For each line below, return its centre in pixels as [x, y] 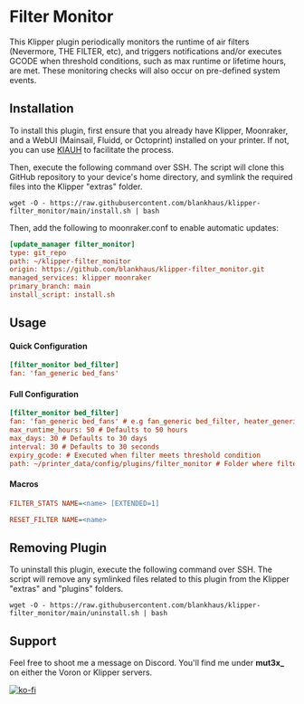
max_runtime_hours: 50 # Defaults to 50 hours [99, 430]
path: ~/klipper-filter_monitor [70, 261]
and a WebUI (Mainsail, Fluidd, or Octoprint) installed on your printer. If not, [149, 140]
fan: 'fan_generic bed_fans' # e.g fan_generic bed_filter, [125, 422]
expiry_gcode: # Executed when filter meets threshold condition [135, 455]
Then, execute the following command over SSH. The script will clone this [147, 167]
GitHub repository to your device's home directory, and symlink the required [151, 176]
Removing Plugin [58, 548]
